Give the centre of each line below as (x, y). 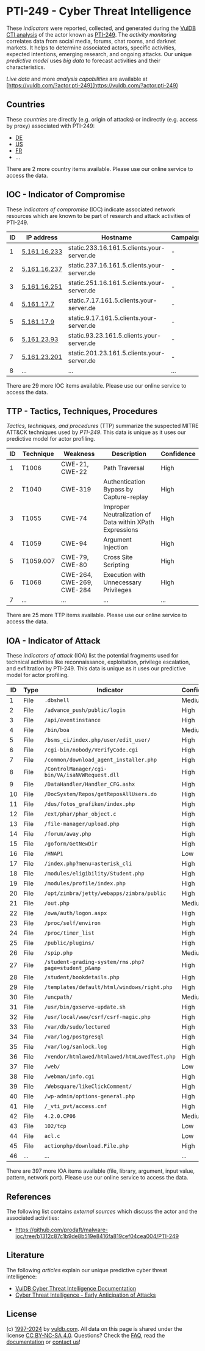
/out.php (57, 904)
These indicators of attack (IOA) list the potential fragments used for (92, 656)
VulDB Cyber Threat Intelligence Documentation (76, 1288)
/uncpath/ (59, 997)
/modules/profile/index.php (85, 884)
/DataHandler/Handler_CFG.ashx (90, 784)
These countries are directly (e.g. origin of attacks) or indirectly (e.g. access (102, 119)
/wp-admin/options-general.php (90, 1096)
